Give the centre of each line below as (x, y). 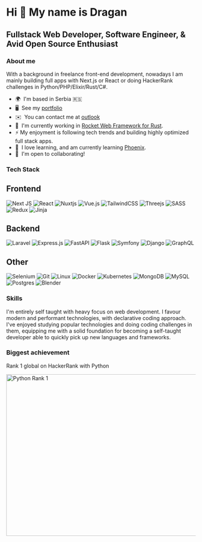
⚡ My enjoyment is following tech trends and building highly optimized (102, 132)
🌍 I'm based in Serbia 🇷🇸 (48, 99)
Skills (14, 298)
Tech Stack (23, 169)
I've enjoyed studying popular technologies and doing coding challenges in (99, 324)
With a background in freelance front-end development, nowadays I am (95, 74)
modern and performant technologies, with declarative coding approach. (96, 318)
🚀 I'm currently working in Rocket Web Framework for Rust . (89, 125)
